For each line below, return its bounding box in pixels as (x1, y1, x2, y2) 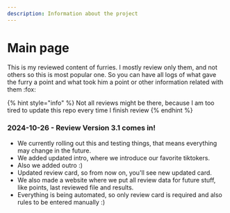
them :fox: (7, 85, 36, 94)
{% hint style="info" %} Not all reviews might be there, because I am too (7, 99, 215, 107)
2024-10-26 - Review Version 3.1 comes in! (7, 123, 156, 133)
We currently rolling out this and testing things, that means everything (17, 139, 217, 147)
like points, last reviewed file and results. (17, 183, 134, 191)
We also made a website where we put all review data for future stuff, (17, 176, 216, 184)
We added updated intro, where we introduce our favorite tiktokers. (17, 153, 211, 162)
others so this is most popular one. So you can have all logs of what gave (7, 70, 217, 78)
